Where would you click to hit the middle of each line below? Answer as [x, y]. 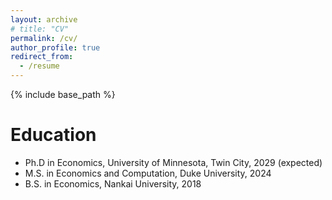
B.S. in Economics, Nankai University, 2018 [113, 183]
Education [53, 135]
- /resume [39, 66]
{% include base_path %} [63, 94]
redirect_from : [42, 57]
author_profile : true [55, 47]
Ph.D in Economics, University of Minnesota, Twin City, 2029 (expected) [173, 162]
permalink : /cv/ [44, 38]
